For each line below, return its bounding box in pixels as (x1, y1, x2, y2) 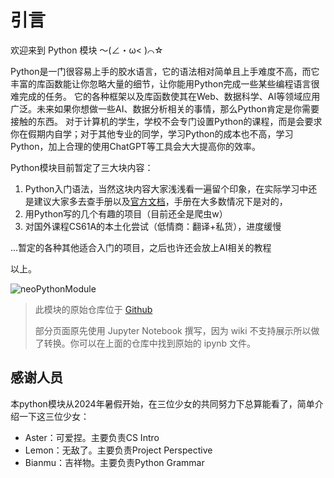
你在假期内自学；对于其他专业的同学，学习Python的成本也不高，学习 (10, 127, 294, 140)
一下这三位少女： (18, 410, 90, 422)
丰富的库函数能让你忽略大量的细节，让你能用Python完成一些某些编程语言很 (10, 77, 320, 90)
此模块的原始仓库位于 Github (34, 303, 153, 315)
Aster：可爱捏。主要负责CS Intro (24, 431, 160, 443)
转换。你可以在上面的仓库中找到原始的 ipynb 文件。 (43, 337, 257, 349)
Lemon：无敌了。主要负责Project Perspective (24, 444, 213, 456)
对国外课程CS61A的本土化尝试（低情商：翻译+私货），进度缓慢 (24, 220, 282, 232)
